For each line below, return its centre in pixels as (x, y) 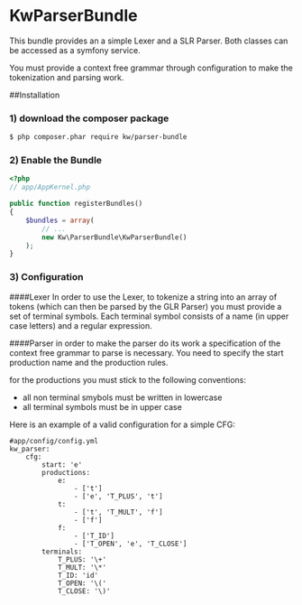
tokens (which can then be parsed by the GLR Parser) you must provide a (146, 306)
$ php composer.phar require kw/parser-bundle (98, 137)
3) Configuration (46, 277)
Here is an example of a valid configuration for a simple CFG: (123, 424)
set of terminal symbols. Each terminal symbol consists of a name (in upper (149, 316)
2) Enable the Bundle (55, 161)
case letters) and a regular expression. (81, 325)
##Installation (35, 95)
